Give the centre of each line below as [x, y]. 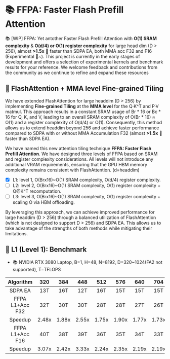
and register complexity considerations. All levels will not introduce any [79, 159]
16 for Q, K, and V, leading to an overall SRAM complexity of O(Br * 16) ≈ [80, 117]
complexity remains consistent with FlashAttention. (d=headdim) [73, 170]
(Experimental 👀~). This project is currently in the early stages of [73, 56]
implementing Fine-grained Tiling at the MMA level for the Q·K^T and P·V [82, 106]
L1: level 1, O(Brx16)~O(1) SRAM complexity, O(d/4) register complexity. [87, 179]
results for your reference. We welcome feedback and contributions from [81, 67]
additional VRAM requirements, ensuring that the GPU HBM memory [76, 164]
